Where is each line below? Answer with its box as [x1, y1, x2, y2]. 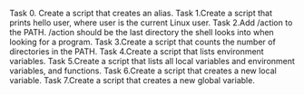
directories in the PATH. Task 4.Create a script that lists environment [9, 46, 265, 57]
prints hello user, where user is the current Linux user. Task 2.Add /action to [9, 17, 293, 28]
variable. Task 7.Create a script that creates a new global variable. [9, 75, 256, 85]
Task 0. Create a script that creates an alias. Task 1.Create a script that [9, 8, 273, 18]
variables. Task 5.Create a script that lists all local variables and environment [9, 56, 295, 66]
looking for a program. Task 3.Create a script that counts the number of [9, 36, 277, 47]
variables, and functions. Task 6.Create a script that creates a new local [9, 65, 277, 76]
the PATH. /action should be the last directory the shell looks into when [9, 27, 274, 37]
